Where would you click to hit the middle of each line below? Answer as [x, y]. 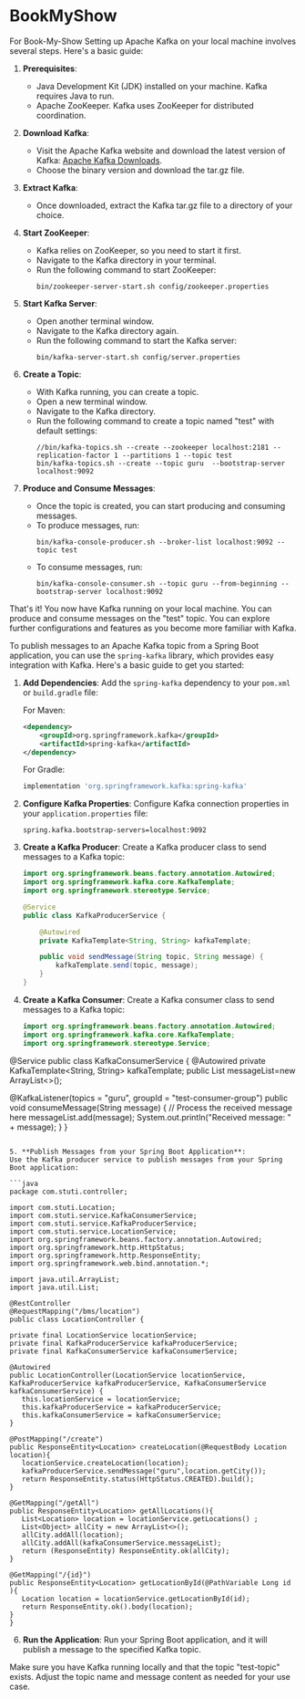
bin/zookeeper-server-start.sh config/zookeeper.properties [152, 287]
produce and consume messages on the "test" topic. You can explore [140, 618]
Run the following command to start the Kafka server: [137, 340]
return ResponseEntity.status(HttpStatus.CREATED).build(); [138, 1479]
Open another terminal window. [95, 321]
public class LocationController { [77, 1319]
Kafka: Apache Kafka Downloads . [99, 160]
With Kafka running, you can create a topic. [117, 391]
